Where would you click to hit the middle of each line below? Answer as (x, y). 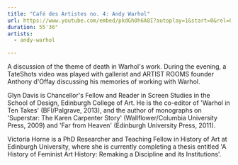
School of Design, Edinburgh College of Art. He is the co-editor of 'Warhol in (119, 103)
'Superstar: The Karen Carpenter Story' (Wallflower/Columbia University (113, 118)
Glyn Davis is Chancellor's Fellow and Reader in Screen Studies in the (109, 96)
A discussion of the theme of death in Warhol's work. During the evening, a (117, 67)
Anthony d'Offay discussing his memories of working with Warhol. (104, 81)
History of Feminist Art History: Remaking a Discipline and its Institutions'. (114, 154)
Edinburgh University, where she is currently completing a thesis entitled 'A (117, 147)
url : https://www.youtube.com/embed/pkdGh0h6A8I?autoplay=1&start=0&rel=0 (120, 21)
